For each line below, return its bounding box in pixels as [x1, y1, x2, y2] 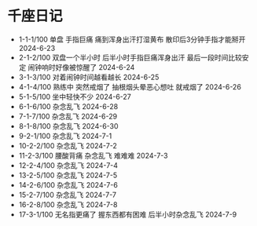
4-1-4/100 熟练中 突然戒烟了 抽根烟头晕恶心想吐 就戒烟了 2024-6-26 [18, 82, 241, 91]
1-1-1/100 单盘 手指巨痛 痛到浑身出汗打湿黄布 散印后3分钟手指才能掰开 [18, 35, 246, 44]
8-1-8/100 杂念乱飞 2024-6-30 [18, 121, 119, 130]
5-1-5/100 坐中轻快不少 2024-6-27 [18, 92, 131, 101]
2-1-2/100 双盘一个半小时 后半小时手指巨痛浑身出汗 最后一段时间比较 [18, 53, 243, 62]
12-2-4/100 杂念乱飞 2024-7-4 [18, 160, 119, 169]
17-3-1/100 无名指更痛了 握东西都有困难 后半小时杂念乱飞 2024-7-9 [18, 210, 237, 219]
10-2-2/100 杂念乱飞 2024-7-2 [18, 140, 117, 150]
